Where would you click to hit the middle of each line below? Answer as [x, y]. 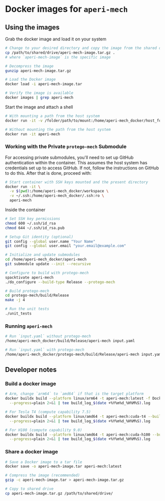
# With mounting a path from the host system [52, 116]
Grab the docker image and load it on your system [56, 39]
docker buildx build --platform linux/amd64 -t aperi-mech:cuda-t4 [76, 416]
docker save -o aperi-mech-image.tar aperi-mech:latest [63, 467]
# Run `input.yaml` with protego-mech [45, 350]
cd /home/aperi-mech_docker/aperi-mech [46, 259]
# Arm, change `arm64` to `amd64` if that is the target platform [74, 394]
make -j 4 [15, 300]
